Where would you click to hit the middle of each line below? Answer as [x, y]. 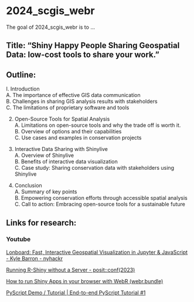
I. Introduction [23, 89]
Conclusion [28, 186]
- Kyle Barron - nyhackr [35, 258]
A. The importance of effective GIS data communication [73, 95]
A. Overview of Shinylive [44, 155]
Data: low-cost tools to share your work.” [83, 55]
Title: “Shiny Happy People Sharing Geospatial [93, 46]
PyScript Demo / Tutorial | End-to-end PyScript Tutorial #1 [76, 293]
